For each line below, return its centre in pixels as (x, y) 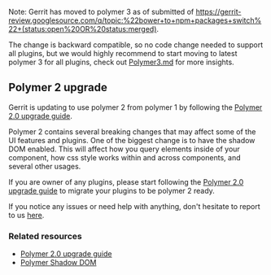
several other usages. (45, 166)
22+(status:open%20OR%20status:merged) (83, 29)
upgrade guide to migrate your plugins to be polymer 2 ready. (112, 190)
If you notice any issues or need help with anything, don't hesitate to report (134, 206)
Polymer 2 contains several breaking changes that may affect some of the (132, 131)
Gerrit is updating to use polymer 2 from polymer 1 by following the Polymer (135, 107)
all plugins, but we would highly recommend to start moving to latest (123, 53)
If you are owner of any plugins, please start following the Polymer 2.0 (126, 181)
